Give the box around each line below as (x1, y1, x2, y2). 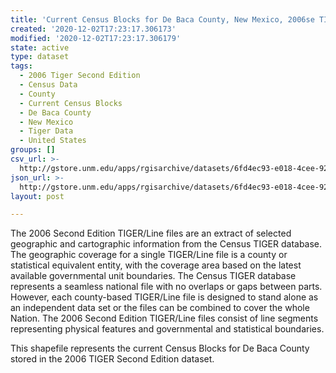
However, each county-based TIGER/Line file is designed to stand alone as (10, 291, 319, 303)
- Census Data (19, 80, 78, 90)
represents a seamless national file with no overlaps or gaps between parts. (10, 281, 323, 293)
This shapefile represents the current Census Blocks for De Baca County (10, 342, 310, 355)
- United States (19, 136, 87, 146)
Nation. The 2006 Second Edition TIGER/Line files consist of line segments (10, 312, 319, 325)
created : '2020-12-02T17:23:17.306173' (10, 24, 177, 34)
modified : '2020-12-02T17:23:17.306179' (10, 33, 182, 43)
